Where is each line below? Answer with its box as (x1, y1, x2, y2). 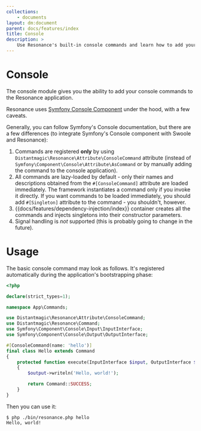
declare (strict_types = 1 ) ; (6, 294, 71, 299)
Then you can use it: (6, 403, 57, 410)
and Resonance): (6, 136, 48, 143)
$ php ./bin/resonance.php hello (6, 414, 90, 420)
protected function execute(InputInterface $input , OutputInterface (17, 359, 191, 365)
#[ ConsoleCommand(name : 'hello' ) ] (6, 342, 93, 349)
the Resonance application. (6, 94, 74, 101)
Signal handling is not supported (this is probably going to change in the (14, 218, 193, 225)
